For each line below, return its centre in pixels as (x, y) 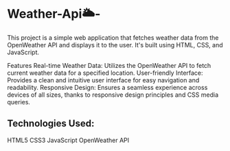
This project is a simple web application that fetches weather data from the (113, 37)
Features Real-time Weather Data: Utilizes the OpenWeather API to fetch (109, 65)
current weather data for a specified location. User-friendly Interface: (105, 73)
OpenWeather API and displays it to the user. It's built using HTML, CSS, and (115, 45)
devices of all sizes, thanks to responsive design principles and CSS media (113, 95)
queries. (19, 102)
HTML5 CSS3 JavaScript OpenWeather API (68, 140)
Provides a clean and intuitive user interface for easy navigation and (103, 80)
